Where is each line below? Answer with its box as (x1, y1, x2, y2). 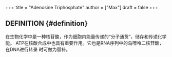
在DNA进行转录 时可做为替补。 (5, 46, 71, 52)
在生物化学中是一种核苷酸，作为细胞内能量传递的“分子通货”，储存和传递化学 (5, 33, 167, 40)
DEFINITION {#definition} (5, 19, 88, 28)
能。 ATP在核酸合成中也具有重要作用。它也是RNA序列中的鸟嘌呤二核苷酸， (5, 40, 164, 46)
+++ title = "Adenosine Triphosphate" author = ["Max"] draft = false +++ (5, 5, 159, 10)
